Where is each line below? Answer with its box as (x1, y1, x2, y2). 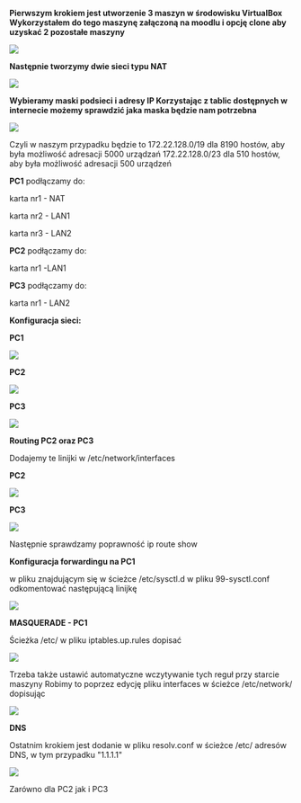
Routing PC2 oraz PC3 (9, 435, 94, 446)
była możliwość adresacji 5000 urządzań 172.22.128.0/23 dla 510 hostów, (9, 148, 281, 159)
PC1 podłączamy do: (9, 175, 85, 186)
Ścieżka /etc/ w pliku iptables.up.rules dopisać (9, 635, 182, 646)
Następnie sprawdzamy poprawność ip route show (9, 539, 198, 549)
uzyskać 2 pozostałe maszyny (9, 27, 126, 37)
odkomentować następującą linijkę (9, 584, 137, 593)
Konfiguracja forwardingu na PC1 (9, 557, 136, 567)
